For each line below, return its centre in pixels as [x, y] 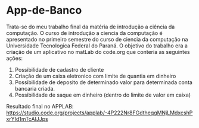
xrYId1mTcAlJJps [27, 119]
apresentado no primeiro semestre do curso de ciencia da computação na [97, 39]
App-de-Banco [44, 10]
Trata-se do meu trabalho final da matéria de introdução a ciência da [91, 27]
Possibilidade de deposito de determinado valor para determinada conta [103, 82]
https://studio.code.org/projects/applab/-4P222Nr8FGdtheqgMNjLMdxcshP [99, 113]
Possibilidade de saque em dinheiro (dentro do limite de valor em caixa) [103, 95]
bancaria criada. [35, 88]
